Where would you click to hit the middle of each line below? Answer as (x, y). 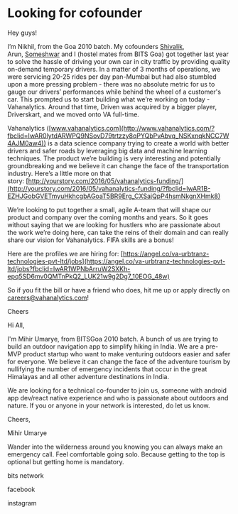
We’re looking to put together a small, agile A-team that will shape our (109, 209)
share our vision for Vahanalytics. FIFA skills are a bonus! (91, 240)
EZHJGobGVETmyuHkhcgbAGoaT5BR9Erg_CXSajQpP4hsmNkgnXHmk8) (114, 196)
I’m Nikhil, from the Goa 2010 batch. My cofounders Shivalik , (96, 46)
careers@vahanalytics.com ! (48, 297)
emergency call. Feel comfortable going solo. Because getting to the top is (116, 454)
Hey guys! (22, 33)
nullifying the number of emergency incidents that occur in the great (107, 369)
